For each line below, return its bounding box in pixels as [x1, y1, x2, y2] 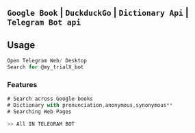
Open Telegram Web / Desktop [7, 58, 88, 64]
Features [7, 80, 38, 89]
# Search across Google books [7, 95, 94, 103]
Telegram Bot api [7, 18, 81, 27]
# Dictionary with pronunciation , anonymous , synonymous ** [7, 102, 173, 109]
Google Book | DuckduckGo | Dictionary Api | [7, 7, 190, 19]
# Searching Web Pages [7, 108, 72, 115]
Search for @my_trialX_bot [7, 64, 84, 71]
